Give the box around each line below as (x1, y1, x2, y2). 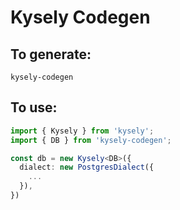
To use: (10, 99, 58, 116)
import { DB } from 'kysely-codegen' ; (10, 135, 172, 145)
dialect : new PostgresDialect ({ (19, 162, 155, 173)
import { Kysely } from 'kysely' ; (10, 126, 155, 136)
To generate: (10, 46, 92, 63)
